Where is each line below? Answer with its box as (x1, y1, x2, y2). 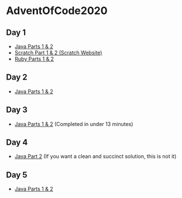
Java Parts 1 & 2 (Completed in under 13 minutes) (14, 120, 133, 127)
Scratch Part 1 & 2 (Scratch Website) (14, 49, 102, 56)
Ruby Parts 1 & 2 (14, 56, 54, 62)
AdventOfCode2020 (6, 4, 108, 18)
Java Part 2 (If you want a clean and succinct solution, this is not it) (14, 153, 177, 160)
